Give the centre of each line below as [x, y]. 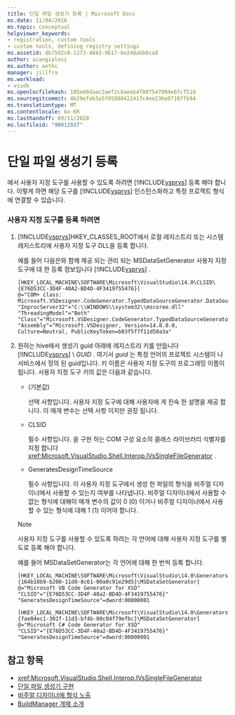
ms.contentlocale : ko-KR [43, 112]
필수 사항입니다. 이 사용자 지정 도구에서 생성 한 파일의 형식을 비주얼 [120, 484]
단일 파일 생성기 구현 [46, 686]
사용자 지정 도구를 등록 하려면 [54, 220]
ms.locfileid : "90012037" [45, 125]
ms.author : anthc [33, 66]
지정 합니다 [43, 447]
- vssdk [19, 86]
